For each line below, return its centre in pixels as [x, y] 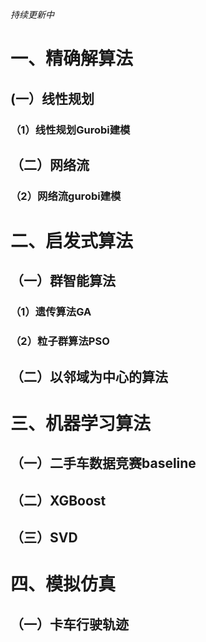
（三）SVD [44, 537]
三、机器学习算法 [81, 423]
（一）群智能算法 [63, 281]
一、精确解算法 [72, 59]
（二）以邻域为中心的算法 [89, 376]
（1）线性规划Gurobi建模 [70, 130]
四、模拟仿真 [63, 584]
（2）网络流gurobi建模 [66, 196]
